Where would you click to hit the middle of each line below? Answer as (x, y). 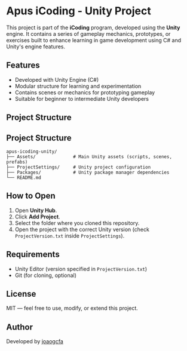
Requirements (33, 255)
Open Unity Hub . (36, 210)
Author (19, 327)
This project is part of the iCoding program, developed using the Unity (93, 27)
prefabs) (17, 162)
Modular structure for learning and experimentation (78, 86)
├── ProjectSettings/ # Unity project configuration (79, 167)
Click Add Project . (38, 217)
